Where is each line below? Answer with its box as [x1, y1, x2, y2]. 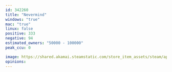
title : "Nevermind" [5, 12, 47, 17]
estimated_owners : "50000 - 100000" [5, 41, 83, 46]
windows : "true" [5, 17, 40, 22]
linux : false [5, 26, 33, 31]
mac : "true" [5, 21, 31, 27]
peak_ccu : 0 [5, 45, 31, 50]
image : [5, 54, 19, 59]
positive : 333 [5, 31, 36, 36]
